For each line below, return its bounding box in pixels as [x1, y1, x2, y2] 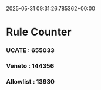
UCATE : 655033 [6, 46, 55, 54]
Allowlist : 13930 [6, 77, 55, 85]
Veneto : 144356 [6, 62, 55, 70]
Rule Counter [6, 26, 72, 39]
